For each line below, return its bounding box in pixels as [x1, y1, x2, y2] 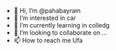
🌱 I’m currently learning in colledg [13, 21, 110, 29]
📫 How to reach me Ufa [13, 37, 83, 44]
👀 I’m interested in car [13, 14, 77, 22]
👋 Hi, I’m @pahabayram [13, 7, 81, 14]
